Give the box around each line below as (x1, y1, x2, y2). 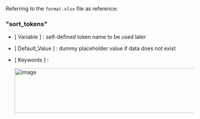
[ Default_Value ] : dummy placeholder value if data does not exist (14, 45, 176, 52)
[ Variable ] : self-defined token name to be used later (14, 33, 146, 40)
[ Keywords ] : (14, 57, 49, 64)
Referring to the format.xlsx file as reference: (5, 5, 118, 12)
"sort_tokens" (5, 20, 48, 28)
